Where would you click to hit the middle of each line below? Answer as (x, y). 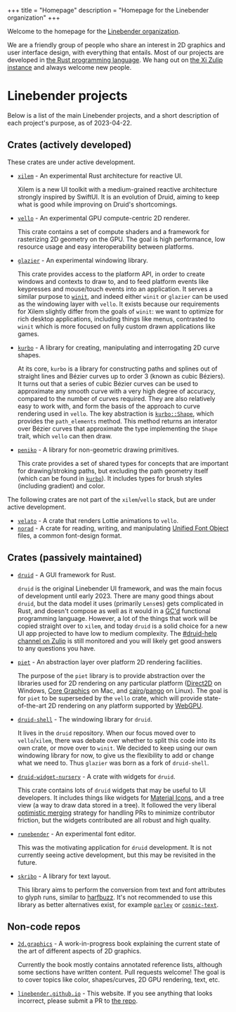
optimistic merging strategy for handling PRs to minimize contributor (116, 813)
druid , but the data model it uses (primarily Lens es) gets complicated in (120, 603)
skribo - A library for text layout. (64, 876)
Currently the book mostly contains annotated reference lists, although (120, 965)
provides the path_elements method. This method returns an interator (117, 421)
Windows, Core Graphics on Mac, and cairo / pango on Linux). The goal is (123, 691)
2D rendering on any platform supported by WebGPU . (126, 705)
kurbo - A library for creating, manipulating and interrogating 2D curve (118, 347)
